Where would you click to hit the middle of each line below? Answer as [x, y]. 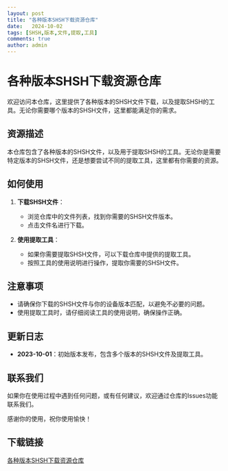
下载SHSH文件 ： [41, 202]
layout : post [26, 13]
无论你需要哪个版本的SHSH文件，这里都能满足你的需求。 [100, 110]
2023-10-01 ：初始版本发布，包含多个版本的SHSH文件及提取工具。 [112, 354]
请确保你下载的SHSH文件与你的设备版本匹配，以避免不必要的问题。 [113, 304]
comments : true [29, 39]
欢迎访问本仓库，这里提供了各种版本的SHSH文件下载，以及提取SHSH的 [108, 101]
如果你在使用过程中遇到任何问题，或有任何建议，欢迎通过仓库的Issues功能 [113, 396]
